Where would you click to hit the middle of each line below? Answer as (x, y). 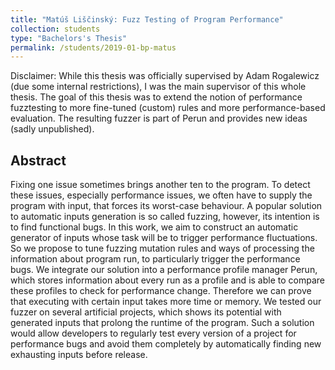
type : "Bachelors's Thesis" (69, 38)
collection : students (55, 29)
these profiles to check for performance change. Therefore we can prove (161, 291)
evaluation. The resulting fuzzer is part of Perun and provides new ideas (159, 118)
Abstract (38, 160)
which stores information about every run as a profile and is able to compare (167, 280)
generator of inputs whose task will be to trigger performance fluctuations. (164, 238)
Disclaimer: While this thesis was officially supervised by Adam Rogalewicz (165, 76)
